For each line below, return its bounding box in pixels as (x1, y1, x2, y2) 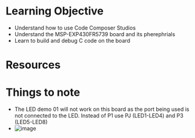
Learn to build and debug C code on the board (14, 37, 131, 44)
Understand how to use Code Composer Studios (14, 24, 136, 31)
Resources (5, 58, 61, 72)
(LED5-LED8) (14, 119, 48, 126)
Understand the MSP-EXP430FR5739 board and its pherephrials (14, 30, 176, 37)
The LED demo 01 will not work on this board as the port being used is (14, 105, 190, 113)
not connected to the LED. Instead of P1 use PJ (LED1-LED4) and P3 (14, 112, 184, 119)
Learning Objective (5, 4, 104, 18)
